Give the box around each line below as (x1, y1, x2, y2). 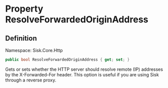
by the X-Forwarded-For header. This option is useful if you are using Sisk (5, 71, 159, 77)
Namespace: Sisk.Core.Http (5, 48, 63, 53)
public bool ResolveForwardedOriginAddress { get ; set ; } (5, 57, 130, 62)
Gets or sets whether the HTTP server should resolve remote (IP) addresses (5, 66, 163, 72)
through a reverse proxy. (5, 77, 57, 83)
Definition (5, 34, 37, 42)
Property (5, 3, 44, 15)
